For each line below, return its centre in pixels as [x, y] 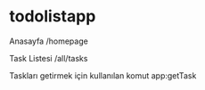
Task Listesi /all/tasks [49, 58]
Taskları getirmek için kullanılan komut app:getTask [103, 75]
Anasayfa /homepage [49, 41]
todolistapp [53, 16]
